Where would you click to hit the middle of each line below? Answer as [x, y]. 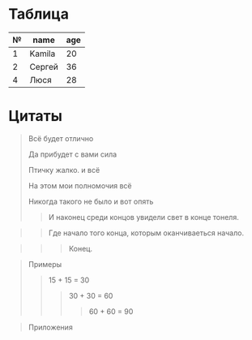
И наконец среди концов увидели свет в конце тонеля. [143, 217]
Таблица [38, 14]
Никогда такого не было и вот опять [91, 201]
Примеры [45, 264]
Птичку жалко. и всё [64, 170]
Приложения [50, 327]
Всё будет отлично [61, 138]
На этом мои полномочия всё [80, 185]
